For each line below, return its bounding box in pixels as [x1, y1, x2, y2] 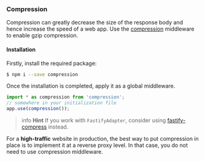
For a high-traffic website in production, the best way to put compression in [6, 135, 199, 142]
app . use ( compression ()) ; [6, 106, 70, 112]
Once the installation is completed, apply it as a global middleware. [6, 82, 176, 90]
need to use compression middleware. [6, 148, 103, 155]
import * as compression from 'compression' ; [6, 94, 125, 100]
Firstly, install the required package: [6, 59, 97, 67]
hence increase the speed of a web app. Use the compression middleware [6, 25, 195, 32]
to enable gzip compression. [6, 32, 79, 39]
